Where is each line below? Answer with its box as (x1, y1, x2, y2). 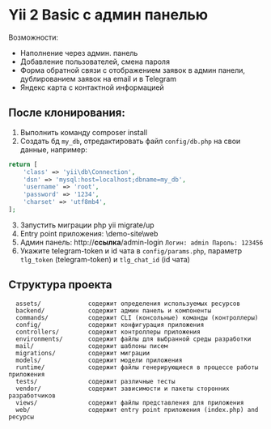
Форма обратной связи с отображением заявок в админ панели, (19, 65, 245, 74)
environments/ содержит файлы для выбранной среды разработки (15, 334, 252, 343)
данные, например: (19, 144, 87, 155)
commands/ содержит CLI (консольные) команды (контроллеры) (15, 313, 259, 321)
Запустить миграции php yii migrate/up (19, 220, 155, 230)
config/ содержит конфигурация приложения (15, 321, 205, 329)
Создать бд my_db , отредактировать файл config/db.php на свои (19, 136, 241, 146)
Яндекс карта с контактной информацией (19, 83, 164, 92)
